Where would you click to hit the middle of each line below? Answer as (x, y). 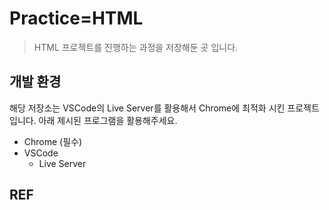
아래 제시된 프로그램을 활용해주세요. (108, 120)
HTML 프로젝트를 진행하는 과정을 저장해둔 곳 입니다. (136, 47)
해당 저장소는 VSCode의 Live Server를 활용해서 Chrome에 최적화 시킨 (147, 108)
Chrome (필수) (53, 141)
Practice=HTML (76, 18)
